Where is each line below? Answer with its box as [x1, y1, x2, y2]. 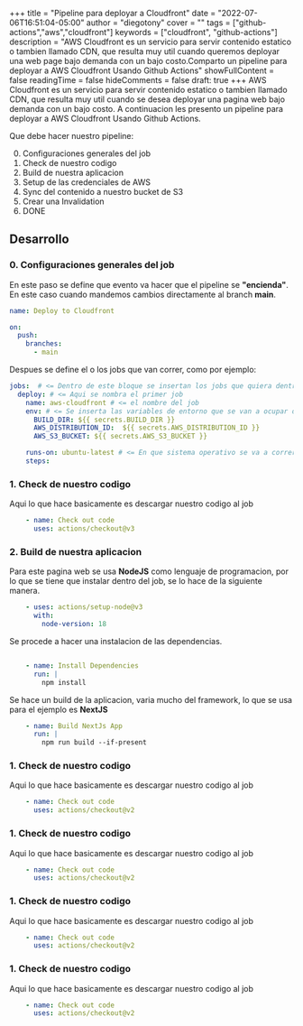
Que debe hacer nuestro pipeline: [9, 131, 133, 141]
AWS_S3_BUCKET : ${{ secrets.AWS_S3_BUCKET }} [32, 432, 207, 441]
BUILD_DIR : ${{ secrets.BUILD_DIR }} [32, 415, 176, 424]
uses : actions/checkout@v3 [32, 524, 135, 533]
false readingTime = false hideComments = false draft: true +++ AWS [9, 75, 267, 85]
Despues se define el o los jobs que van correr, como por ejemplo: [9, 365, 257, 375]
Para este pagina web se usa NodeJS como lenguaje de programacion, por [9, 566, 289, 577]
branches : [25, 339, 63, 348]
